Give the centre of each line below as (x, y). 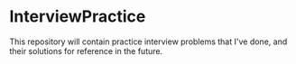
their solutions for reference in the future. (86, 50)
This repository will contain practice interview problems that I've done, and (148, 41)
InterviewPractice (78, 17)
